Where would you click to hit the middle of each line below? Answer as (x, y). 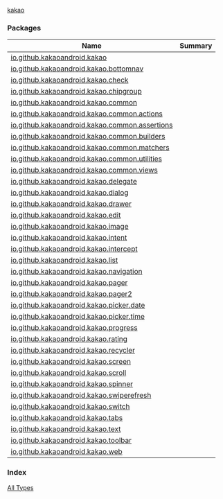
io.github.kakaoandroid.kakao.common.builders (88, 137)
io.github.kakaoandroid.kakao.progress (74, 328)
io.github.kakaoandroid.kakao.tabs (67, 418)
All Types (20, 487)
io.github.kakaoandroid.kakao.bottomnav (77, 69)
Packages (24, 28)
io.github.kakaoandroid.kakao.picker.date (78, 306)
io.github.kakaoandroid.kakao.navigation (77, 272)
